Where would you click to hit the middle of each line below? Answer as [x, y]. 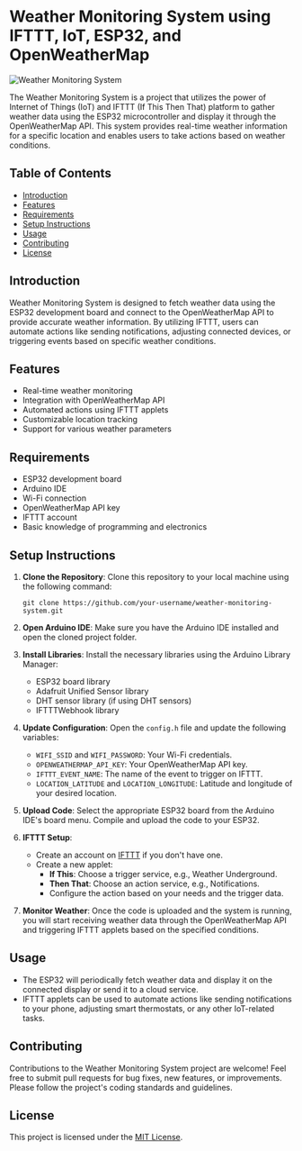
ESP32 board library [73, 681]
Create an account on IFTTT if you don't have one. [129, 855]
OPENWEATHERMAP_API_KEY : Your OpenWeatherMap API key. [142, 764]
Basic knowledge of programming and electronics [115, 527]
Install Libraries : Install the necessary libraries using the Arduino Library [156, 654]
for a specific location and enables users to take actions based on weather [147, 135]
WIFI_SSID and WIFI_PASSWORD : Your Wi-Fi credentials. [134, 755]
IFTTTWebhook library [77, 710]
